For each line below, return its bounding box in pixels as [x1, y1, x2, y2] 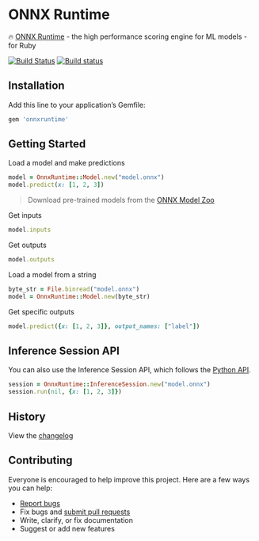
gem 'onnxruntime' [8, 115, 69, 124]
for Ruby [8, 40, 36, 50]
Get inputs [8, 211, 42, 220]
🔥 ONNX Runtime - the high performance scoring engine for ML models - [8, 32, 248, 41]
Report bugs [19, 498, 61, 508]
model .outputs [8, 256, 55, 264]
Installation [8, 79, 65, 93]
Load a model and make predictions [8, 158, 125, 168]
